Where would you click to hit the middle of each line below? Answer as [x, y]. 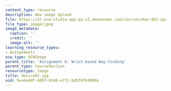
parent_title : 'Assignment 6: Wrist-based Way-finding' [66, 62]
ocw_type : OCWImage [26, 57]
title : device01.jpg [27, 76]
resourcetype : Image [27, 71]
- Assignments [20, 52]
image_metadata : [22, 29]
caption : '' [23, 33]
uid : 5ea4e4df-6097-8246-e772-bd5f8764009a [52, 80]
